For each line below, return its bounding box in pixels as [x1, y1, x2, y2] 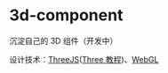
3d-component [9, 5, 124, 26]
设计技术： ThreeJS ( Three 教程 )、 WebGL [9, 54, 159, 64]
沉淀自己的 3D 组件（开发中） [9, 35, 118, 46]
